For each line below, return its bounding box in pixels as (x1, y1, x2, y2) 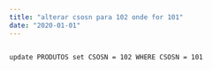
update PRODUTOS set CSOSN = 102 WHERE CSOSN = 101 (9, 52, 203, 61)
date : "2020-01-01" (9, 21, 81, 30)
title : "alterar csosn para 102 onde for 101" (9, 12, 184, 22)
